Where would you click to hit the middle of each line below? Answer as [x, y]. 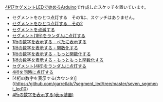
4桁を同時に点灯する [33, 72]
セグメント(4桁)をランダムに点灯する [49, 66]
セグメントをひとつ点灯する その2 [47, 24]
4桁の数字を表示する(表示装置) [43, 94]
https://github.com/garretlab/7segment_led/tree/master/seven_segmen [87, 84]
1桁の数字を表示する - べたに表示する [49, 42]
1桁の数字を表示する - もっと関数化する [51, 54]
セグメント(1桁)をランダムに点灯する [49, 36]
